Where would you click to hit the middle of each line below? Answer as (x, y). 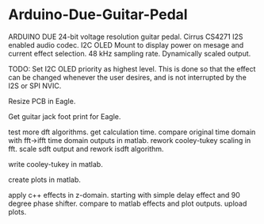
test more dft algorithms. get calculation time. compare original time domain (132, 132)
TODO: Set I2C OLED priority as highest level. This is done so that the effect (132, 68)
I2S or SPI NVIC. (35, 86)
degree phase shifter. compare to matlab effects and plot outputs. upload (128, 203)
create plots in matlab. (45, 180)
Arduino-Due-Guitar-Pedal (98, 15)
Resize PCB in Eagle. (42, 101)
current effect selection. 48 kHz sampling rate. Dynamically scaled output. (130, 53)
